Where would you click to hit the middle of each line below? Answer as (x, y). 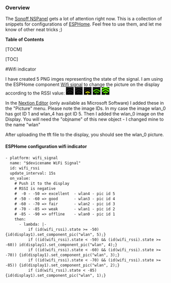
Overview (18, 8)
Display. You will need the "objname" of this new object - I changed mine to (85, 120)
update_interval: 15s (33, 173)
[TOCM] (14, 50)
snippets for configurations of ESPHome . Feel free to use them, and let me (83, 24)
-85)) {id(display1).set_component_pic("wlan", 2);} (63, 265)
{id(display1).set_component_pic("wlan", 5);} (56, 234)
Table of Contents (25, 39)
